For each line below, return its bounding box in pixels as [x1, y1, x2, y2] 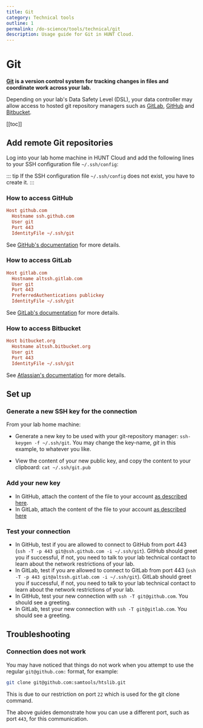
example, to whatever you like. [15, 446, 92, 453]
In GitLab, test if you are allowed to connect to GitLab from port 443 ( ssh [15, 567, 196, 574]
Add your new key [6, 479, 61, 487]
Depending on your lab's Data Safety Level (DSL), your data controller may [6, 96, 193, 103]
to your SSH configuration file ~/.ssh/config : [6, 160, 119, 167]
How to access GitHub [6, 193, 73, 202]
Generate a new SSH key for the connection [6, 407, 138, 416]
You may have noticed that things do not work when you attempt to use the [6, 661, 194, 669]
